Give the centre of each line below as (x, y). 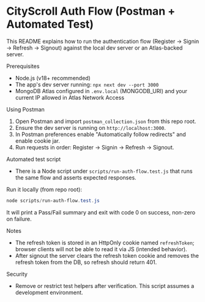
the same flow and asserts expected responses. (76, 177)
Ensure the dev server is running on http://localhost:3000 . (91, 127)
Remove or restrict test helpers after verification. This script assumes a (105, 285)
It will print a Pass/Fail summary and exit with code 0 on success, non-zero (101, 212)
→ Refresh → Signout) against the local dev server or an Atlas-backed (95, 48)
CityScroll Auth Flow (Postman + (91, 11)
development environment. (49, 292)
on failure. (19, 219)
